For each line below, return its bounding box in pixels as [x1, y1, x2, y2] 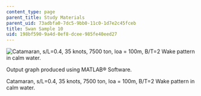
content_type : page [6, 8, 56, 15]
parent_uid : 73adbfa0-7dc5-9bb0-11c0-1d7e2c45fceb [6, 20, 136, 26]
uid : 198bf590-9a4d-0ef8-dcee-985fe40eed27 [6, 31, 118, 37]
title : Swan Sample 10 [6, 25, 63, 32]
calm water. [6, 84, 35, 91]
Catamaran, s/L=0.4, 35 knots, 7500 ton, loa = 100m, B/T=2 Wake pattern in [6, 78, 195, 85]
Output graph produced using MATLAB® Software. [6, 66, 132, 73]
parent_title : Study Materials [6, 14, 85, 21]
